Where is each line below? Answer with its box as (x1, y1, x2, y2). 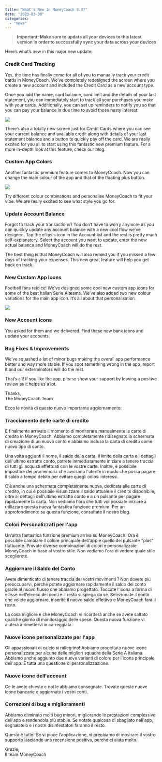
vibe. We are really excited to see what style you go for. (5, 198, 116, 204)
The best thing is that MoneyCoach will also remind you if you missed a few (5, 251, 156, 258)
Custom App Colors (5, 159, 52, 165)
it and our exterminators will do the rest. (5, 367, 85, 372)
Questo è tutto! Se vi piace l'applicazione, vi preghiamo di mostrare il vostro (5, 731, 156, 737)
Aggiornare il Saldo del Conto (5, 565, 75, 572)
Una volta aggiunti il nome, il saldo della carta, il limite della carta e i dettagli (5, 453, 156, 459)
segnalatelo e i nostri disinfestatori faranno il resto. (5, 722, 106, 728)
